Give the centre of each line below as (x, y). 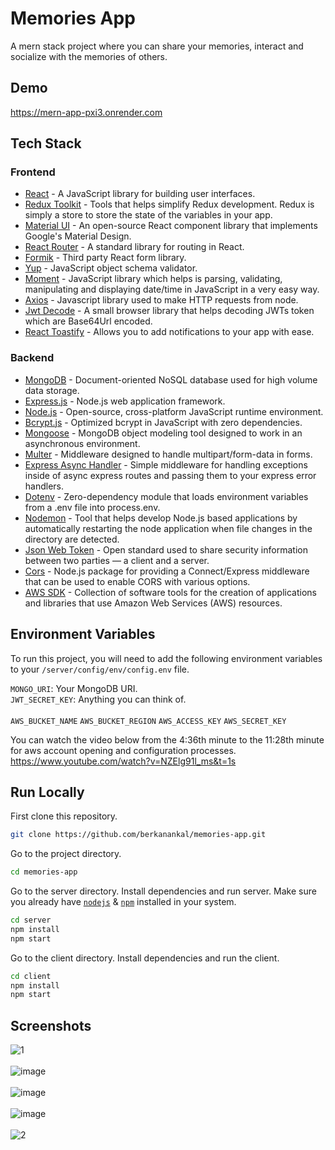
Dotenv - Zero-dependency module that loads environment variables (166, 496)
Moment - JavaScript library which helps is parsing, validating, (153, 279)
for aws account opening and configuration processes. (123, 750)
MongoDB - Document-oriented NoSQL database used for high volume (171, 379)
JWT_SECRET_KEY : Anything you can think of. (98, 699)
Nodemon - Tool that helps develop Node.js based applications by (161, 518)
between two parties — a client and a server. (117, 560)
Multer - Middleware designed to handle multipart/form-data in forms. (168, 454)
